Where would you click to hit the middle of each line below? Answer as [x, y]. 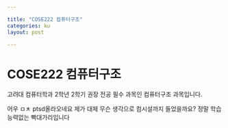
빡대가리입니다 [50, 118]
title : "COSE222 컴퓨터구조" [45, 19]
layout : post [26, 32]
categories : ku [29, 26]
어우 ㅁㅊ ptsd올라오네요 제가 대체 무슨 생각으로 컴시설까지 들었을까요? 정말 [108, 109]
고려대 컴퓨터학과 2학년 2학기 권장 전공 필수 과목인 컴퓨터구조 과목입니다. [105, 94]
